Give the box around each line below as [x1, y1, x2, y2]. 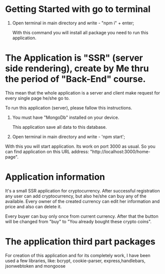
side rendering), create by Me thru [5, 63, 149, 74]
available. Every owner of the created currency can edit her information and [5, 198, 160, 204]
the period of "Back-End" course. [5, 74, 146, 85]
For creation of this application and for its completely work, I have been [5, 252, 151, 258]
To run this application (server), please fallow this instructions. [5, 104, 132, 110]
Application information [5, 172, 106, 183]
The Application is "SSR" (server [5, 52, 143, 64]
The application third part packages [5, 236, 156, 247]
